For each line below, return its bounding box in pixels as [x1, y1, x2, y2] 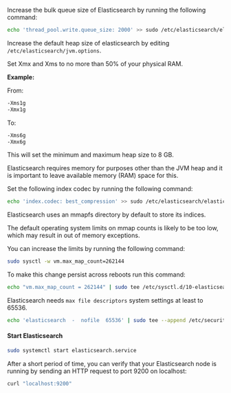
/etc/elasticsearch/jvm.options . [7, 46, 102, 54]
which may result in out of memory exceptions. [7, 231, 140, 240]
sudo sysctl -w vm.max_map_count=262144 [7, 258, 125, 265]
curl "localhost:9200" [7, 380, 72, 387]
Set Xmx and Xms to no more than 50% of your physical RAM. [7, 59, 184, 68]
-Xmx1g [7, 106, 26, 113]
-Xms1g [7, 99, 26, 106]
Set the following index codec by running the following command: [7, 185, 193, 193]
